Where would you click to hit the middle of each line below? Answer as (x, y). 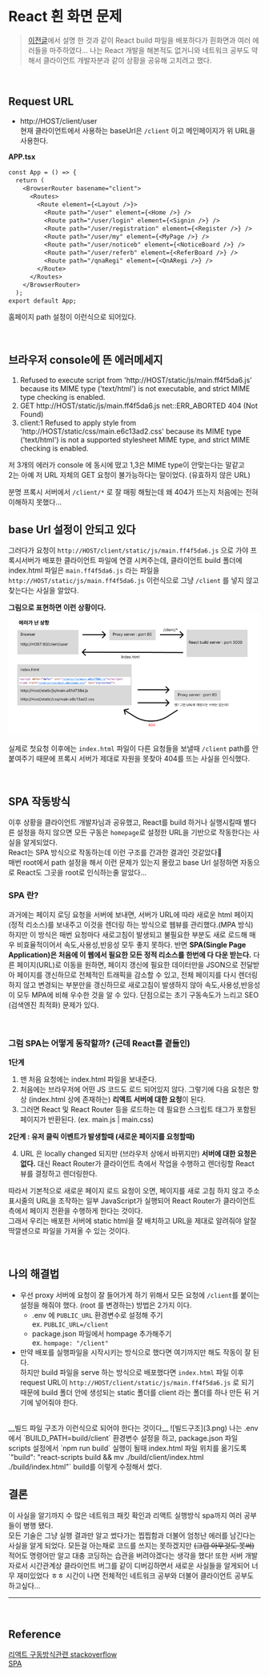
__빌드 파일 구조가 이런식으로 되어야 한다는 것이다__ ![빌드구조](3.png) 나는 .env (133, 1428)
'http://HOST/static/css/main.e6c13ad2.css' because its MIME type (130, 431)
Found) (32, 414)
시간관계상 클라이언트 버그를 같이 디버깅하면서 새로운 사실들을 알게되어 (140, 1565)
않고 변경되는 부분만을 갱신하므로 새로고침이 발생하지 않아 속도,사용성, (132, 985)
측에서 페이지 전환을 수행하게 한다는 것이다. (76, 1210)
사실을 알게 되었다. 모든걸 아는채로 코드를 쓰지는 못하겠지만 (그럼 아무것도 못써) (131, 1545)
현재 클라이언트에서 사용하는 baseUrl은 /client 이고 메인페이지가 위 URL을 (138, 130)
